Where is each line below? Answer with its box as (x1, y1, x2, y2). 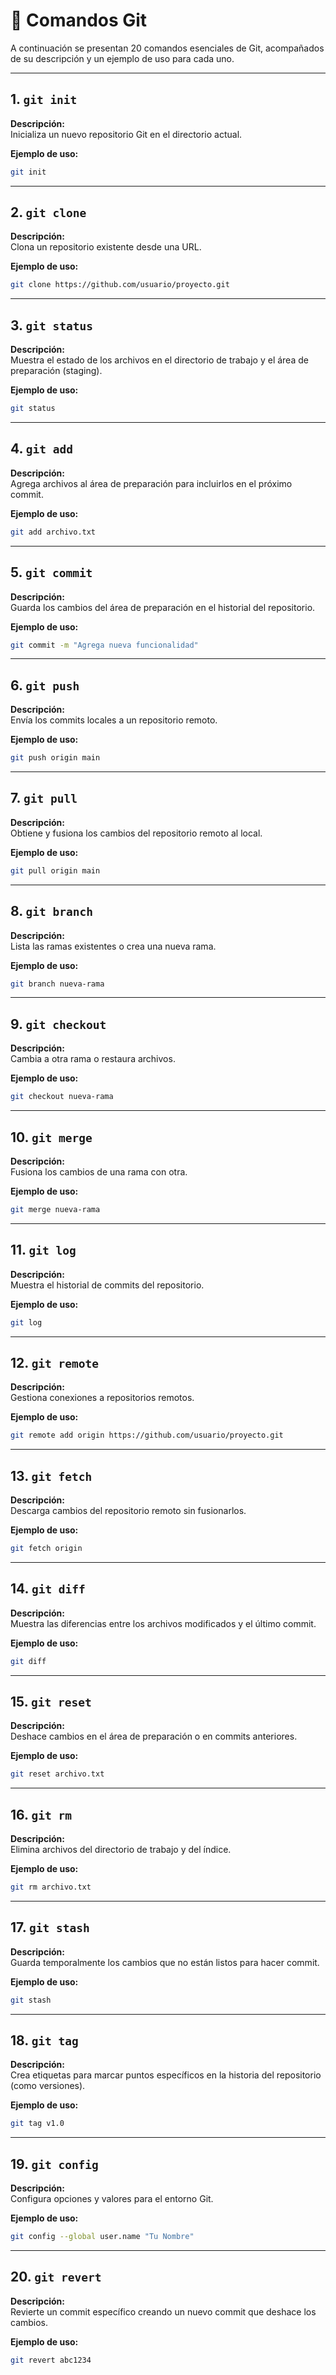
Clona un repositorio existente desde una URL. (10, 241, 202, 253)
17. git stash (10, 1919, 90, 1936)
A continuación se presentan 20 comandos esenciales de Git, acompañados (10, 42, 325, 54)
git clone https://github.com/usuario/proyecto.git (10, 280, 230, 290)
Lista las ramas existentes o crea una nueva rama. (10, 940, 217, 952)
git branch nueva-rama (10, 979, 105, 989)
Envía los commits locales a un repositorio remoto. (10, 714, 218, 726)
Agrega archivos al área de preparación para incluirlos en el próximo (10, 477, 293, 489)
